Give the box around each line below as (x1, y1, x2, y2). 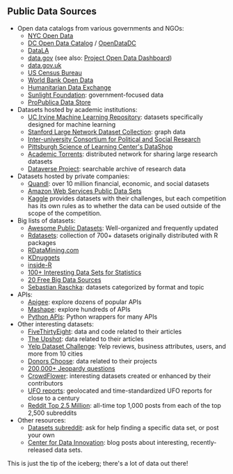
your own (27, 431, 55, 439)
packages (27, 238, 56, 246)
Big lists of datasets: (17, 216, 76, 225)
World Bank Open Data (27, 76, 94, 84)
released (27, 445, 54, 454)
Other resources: (17, 416, 66, 424)
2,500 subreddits (27, 409, 77, 417)
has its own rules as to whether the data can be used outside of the (27, 201, 221, 210)
